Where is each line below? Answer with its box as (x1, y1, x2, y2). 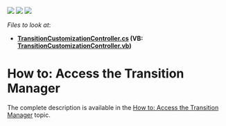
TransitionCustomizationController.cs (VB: (17, 35, 144, 42)
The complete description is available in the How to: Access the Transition (7, 103, 219, 111)
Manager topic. (7, 111, 51, 119)
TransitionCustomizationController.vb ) (17, 42, 132, 50)
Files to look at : (7, 21, 51, 29)
